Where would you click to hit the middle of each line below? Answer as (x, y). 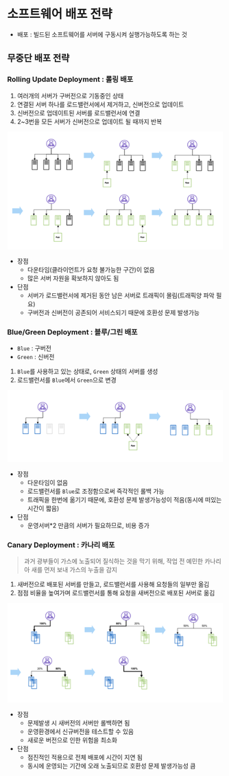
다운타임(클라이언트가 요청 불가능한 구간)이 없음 (91, 269)
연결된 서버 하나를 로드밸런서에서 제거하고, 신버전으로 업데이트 (100, 104)
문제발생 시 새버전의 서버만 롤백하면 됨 (79, 722)
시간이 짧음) (43, 508)
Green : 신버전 (36, 357)
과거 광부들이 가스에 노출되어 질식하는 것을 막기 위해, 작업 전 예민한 (113, 561)
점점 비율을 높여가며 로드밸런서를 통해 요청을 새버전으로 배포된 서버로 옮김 (116, 593)
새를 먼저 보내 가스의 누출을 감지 (74, 570)
